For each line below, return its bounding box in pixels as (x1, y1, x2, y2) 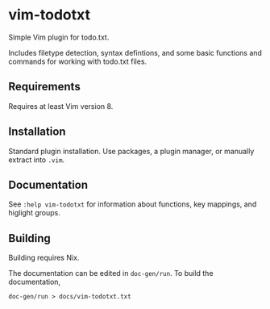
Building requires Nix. (8, 253, 80, 263)
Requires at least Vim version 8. (8, 101, 114, 111)
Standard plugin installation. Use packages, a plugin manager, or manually (8, 146, 255, 156)
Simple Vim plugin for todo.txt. (8, 32, 110, 42)
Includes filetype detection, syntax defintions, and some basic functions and (8, 48, 262, 57)
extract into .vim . (8, 155, 65, 165)
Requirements (8, 80, 81, 94)
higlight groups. (8, 208, 60, 218)
